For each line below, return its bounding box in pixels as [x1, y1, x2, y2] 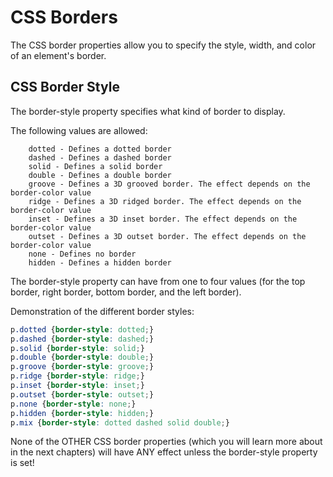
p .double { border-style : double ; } [10, 352, 155, 363]
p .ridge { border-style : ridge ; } [10, 371, 145, 381]
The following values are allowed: [10, 124, 148, 136]
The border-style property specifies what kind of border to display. [10, 105, 286, 117]
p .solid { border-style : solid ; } [10, 343, 145, 353]
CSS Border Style [10, 79, 120, 96]
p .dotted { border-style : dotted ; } [10, 324, 155, 335]
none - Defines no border [28, 249, 137, 259]
